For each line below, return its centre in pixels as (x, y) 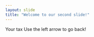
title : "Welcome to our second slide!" (48, 15)
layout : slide (20, 10)
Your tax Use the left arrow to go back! (46, 29)
